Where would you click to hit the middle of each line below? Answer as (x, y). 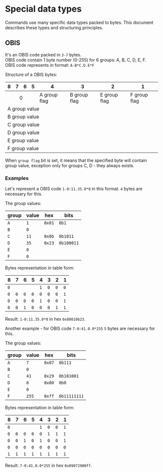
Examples (17, 178)
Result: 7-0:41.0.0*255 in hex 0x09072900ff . (49, 466)
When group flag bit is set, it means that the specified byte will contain (76, 160)
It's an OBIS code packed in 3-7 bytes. (43, 55)
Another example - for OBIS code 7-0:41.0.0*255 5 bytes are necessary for (80, 329)
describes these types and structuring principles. (54, 27)
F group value (23, 148)
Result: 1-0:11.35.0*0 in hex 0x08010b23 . (45, 319)
